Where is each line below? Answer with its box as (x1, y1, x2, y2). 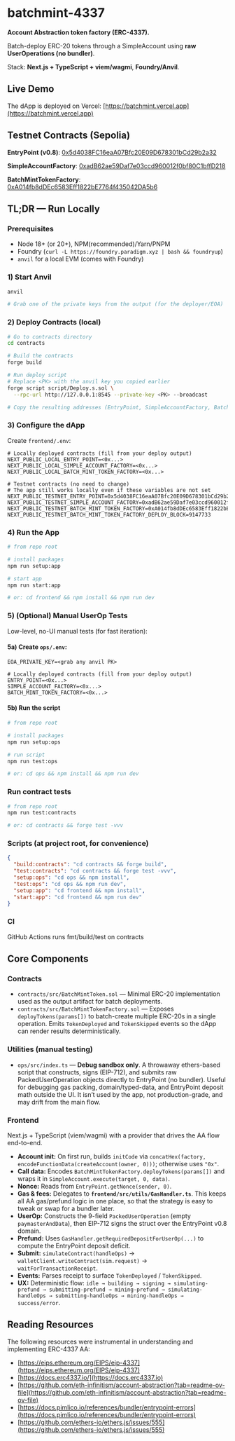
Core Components (7, 953, 89, 965)
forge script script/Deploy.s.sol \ (7, 384, 114, 392)
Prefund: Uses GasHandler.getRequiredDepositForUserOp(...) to (17, 1234, 204, 1243)
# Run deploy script (7, 371, 68, 379)
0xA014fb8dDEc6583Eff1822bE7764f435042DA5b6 (7, 182, 158, 191)
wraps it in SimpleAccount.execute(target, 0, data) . (17, 1175, 170, 1183)
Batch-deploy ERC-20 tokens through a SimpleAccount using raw (7, 41, 197, 50)
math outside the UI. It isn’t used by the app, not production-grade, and (17, 1090, 223, 1098)
